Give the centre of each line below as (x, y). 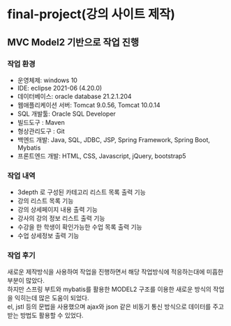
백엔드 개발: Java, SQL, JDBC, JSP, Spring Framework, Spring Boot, (114, 139)
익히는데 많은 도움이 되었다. (52, 298)
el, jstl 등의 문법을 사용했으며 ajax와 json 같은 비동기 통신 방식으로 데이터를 (109, 306)
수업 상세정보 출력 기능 (48, 236)
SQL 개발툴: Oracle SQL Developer (67, 114)
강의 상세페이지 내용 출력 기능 (57, 210)
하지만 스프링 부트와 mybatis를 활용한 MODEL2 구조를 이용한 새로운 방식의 (109, 289)
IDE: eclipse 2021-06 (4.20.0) (60, 88)
